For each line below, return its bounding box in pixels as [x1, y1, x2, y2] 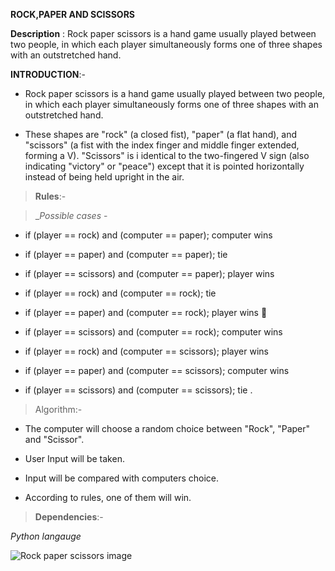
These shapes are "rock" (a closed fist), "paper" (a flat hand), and [24, 129, 297, 140]
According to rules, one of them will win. [24, 492, 192, 503]
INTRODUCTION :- [10, 69, 86, 80]
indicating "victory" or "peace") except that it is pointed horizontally [24, 160, 305, 172]
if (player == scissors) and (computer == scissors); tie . [24, 384, 253, 396]
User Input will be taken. [24, 453, 125, 464]
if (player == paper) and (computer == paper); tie [24, 249, 228, 260]
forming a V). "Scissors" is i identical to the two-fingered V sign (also [24, 150, 310, 161]
